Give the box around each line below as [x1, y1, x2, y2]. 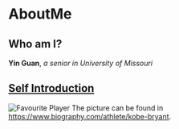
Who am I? [8, 37, 63, 51]
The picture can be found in [71, 102, 164, 113]
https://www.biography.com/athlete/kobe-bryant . [8, 111, 172, 121]
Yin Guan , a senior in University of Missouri [8, 58, 153, 68]
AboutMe [8, 5, 72, 23]
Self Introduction [8, 81, 95, 95]
